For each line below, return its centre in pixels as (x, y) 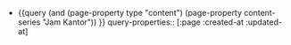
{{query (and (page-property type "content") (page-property (130, 13)
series (29, 22)
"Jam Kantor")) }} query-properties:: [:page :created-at (143, 22)
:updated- (264, 22)
